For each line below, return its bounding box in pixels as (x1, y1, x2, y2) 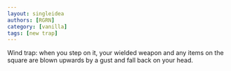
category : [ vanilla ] (7, 23, 68, 30)
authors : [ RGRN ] (7, 17, 55, 24)
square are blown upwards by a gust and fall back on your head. (7, 56, 194, 65)
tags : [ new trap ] (7, 29, 58, 37)
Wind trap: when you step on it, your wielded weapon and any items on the (7, 49, 224, 57)
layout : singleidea (7, 10, 65, 17)
